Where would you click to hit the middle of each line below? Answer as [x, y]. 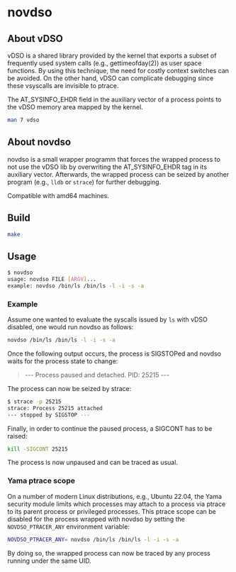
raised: [17, 436]
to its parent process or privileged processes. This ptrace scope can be [112, 511]
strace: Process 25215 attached [55, 408]
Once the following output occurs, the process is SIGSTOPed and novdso [114, 353]
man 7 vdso [23, 120]
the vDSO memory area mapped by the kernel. [75, 107]
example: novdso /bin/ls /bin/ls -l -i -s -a [75, 286]
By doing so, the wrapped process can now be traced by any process [109, 553]
